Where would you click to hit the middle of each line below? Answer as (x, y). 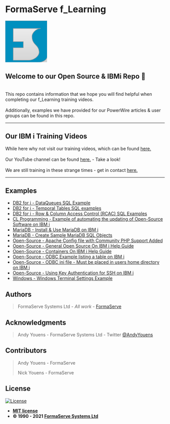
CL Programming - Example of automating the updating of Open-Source (88, 219)
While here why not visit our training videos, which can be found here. (78, 149)
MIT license (25, 411)
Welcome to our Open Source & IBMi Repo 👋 (75, 76)
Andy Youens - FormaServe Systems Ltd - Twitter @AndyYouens (85, 335)
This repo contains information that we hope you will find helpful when (79, 94)
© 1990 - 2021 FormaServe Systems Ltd (55, 416)
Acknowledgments (36, 322)
